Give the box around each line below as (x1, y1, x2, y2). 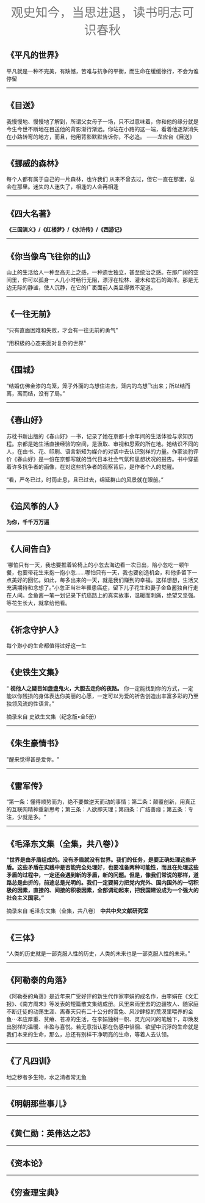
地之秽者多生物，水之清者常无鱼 (6, 1073, 87, 1080)
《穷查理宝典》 (6, 1188, 63, 1198)
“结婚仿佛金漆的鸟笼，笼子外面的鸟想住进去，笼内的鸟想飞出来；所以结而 (6, 382, 191, 389)
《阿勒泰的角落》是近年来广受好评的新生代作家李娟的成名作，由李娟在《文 (6, 992, 193, 1000)
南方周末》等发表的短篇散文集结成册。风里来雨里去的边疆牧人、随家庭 (22, 1000, 199, 1007)
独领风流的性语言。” (6, 699, 55, 707)
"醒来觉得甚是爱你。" (6, 756, 60, 763)
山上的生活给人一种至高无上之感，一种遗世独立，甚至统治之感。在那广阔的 (6, 269, 193, 276)
